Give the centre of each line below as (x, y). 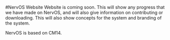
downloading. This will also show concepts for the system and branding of (83, 18)
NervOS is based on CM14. (34, 33)
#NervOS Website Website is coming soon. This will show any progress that (85, 7)
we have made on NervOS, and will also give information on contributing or (84, 12)
